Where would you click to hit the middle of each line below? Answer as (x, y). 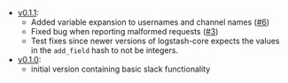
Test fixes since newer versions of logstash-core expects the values (155, 41)
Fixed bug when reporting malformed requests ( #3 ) (125, 31)
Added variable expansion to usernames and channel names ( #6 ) (150, 22)
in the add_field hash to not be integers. (105, 50)
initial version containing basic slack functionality (121, 69)
